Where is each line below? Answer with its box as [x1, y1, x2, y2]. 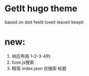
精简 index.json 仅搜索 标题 [11, 65, 67, 71]
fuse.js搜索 [11, 59, 34, 65]
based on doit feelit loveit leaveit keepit [4, 19, 84, 25]
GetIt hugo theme [4, 3, 78, 14]
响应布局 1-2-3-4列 [11, 53, 51, 59]
